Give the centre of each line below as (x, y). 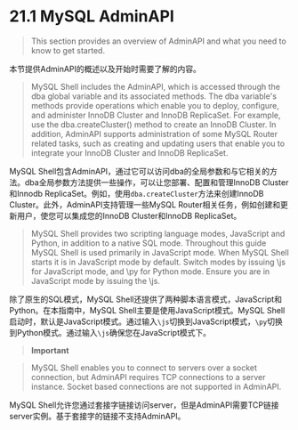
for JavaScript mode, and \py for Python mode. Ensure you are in (150, 271)
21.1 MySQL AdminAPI (92, 16)
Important (50, 350)
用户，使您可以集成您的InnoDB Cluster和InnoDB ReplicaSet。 (129, 215)
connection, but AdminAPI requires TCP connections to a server (148, 377)
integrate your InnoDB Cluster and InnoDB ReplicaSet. (129, 152)
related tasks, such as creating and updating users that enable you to (158, 143)
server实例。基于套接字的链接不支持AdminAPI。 (97, 416)
